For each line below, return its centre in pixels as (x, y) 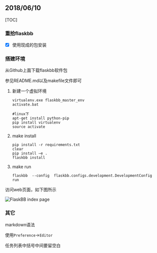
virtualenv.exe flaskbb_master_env (48, 100)
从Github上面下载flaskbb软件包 (36, 70)
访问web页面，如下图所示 (31, 190)
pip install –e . (30, 153)
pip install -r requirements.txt (46, 145)
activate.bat (25, 105)
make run (22, 167)
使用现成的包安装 (29, 45)
